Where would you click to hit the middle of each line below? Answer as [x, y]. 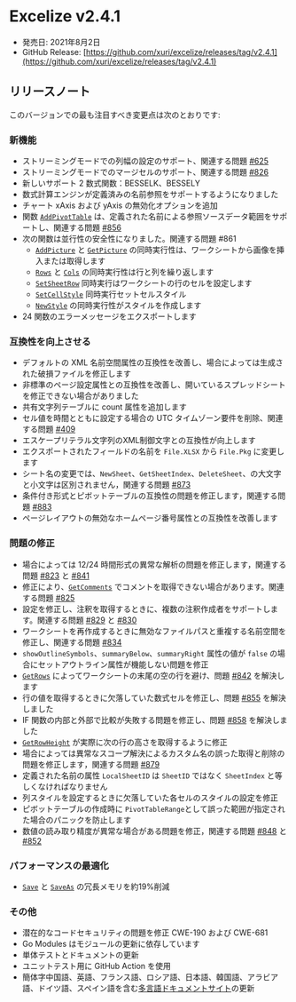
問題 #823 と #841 [56, 576]
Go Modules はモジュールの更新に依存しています [111, 944]
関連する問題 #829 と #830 [87, 620]
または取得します [74, 261]
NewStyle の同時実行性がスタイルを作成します [118, 306]
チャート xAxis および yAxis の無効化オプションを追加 [120, 205]
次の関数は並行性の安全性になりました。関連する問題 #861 [129, 239]
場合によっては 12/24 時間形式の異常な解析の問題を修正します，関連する [154, 564]
